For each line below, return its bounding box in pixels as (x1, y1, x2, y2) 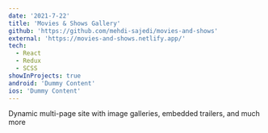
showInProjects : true (8, 72, 82, 80)
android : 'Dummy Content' (8, 79, 95, 87)
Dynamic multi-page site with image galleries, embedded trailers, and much (8, 109, 261, 118)
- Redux (15, 57, 42, 65)
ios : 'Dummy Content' (8, 86, 82, 95)
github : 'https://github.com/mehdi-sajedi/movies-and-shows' (8, 27, 219, 35)
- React (15, 49, 42, 57)
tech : (8, 42, 27, 50)
